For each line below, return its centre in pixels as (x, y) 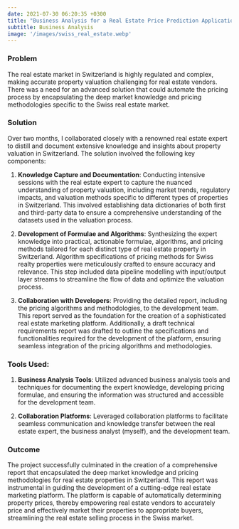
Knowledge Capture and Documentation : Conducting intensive (111, 174)
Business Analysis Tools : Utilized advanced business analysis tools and (124, 380)
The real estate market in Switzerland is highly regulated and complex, (111, 74)
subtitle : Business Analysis (51, 27)
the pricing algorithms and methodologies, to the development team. (118, 308)
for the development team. (57, 402)
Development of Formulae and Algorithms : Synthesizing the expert (117, 234)
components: (27, 161)
